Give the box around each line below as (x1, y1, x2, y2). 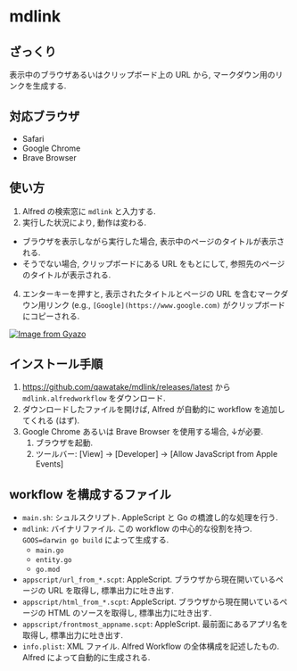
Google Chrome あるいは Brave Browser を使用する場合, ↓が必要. (21, 427, 264, 437)
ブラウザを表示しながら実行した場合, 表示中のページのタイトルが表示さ (21, 236, 285, 246)
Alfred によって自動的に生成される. (21, 652, 151, 663)
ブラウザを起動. (35, 437, 94, 448)
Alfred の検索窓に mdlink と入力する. (21, 205, 156, 216)
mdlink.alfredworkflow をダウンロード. (21, 393, 167, 403)
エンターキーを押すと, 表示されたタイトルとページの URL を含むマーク (21, 288, 281, 299)
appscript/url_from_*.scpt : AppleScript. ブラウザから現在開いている (21, 574, 276, 585)
